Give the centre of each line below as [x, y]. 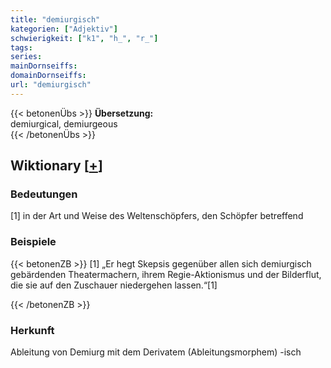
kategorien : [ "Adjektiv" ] [64, 29]
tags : [21, 47]
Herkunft [32, 330]
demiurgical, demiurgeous [64, 123]
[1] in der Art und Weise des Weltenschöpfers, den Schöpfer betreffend [157, 216]
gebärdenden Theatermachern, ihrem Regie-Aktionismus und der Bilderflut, [166, 274]
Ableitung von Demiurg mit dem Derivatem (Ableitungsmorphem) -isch [156, 352]
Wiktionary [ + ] [56, 166]
